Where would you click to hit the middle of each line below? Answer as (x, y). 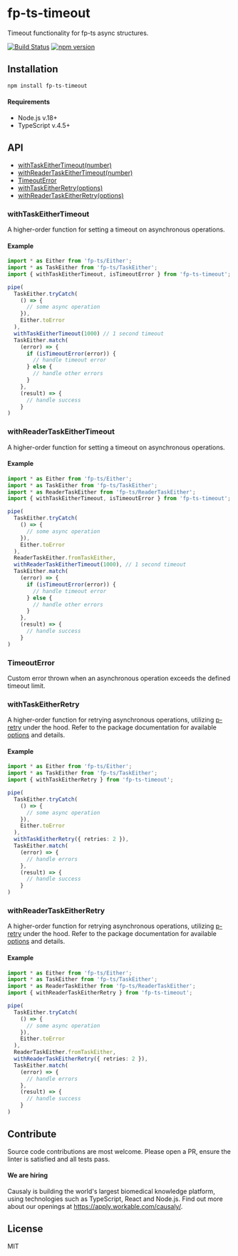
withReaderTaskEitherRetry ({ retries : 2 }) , (81, 1059)
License (25, 1229)
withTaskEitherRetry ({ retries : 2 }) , (72, 839)
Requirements (29, 102)
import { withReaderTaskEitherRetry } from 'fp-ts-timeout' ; (100, 993)
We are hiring (28, 1175)
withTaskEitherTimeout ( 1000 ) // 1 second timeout (89, 334)
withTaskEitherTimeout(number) (64, 165)
